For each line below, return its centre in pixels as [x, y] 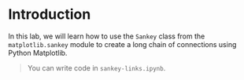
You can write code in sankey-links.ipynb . [96, 67]
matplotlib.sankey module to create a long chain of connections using [122, 44]
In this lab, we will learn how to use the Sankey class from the [107, 36]
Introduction [50, 15]
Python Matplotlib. [38, 53]
